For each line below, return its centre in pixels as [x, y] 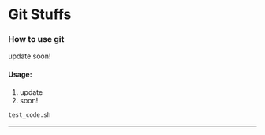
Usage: [21, 75]
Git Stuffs [40, 15]
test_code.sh [30, 115]
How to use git [36, 39]
